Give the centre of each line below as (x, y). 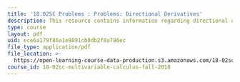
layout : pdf (25, 34)
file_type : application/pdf (49, 47)
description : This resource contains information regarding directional (118, 21)
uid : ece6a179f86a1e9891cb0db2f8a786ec (67, 41)
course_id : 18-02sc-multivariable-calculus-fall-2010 (89, 67)
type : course (27, 27)
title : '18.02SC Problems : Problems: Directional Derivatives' (105, 14)
